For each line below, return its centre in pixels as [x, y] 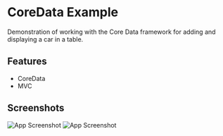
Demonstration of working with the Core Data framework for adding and [111, 32]
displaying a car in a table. [45, 39]
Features [27, 62]
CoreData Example [63, 12]
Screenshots [36, 108]
